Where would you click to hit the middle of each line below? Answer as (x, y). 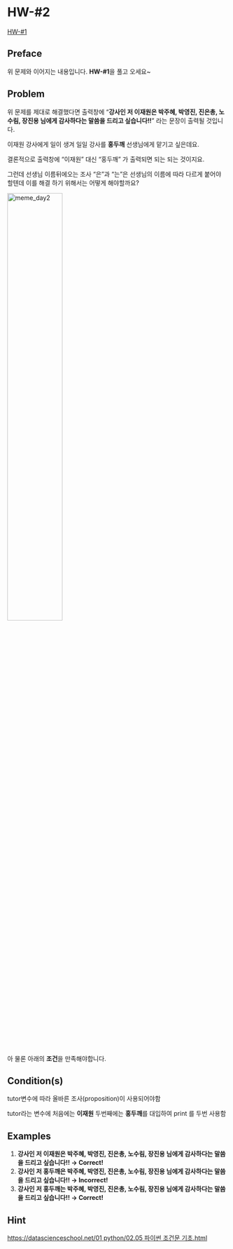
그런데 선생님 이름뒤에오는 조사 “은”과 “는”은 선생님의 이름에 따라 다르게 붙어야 (114, 174)
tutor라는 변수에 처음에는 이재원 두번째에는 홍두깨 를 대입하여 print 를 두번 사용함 (116, 1114)
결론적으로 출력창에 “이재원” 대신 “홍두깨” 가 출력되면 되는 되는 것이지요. (106, 159)
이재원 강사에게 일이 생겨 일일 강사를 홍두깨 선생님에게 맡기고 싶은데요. (103, 144)
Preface (25, 54)
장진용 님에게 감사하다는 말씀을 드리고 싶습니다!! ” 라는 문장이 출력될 (113, 121)
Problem (26, 94)
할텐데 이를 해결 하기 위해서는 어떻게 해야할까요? (73, 182)
